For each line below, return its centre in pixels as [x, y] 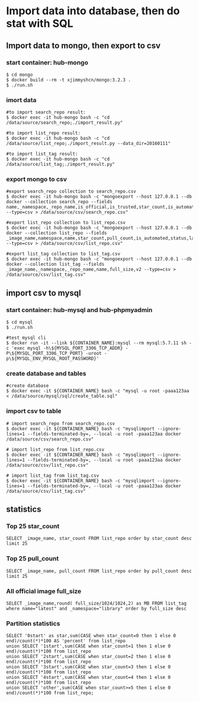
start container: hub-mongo [47, 62]
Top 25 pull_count [33, 559]
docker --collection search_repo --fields [59, 202]
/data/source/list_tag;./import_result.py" [61, 165]
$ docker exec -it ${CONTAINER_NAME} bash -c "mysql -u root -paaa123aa [98, 391]
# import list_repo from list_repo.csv [55, 449]
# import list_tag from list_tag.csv [53, 476]
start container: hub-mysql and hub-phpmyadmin [79, 310]
